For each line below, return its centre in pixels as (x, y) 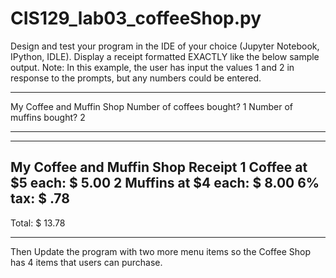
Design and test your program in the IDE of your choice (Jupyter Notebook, (165, 46)
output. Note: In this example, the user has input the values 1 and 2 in (152, 67)
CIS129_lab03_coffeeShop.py (136, 18)
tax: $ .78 (40, 198)
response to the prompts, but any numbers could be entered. (136, 78)
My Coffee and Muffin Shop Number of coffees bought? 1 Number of (151, 106)
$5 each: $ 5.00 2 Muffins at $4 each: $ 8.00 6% (165, 183)
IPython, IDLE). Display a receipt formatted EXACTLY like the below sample (165, 56)
